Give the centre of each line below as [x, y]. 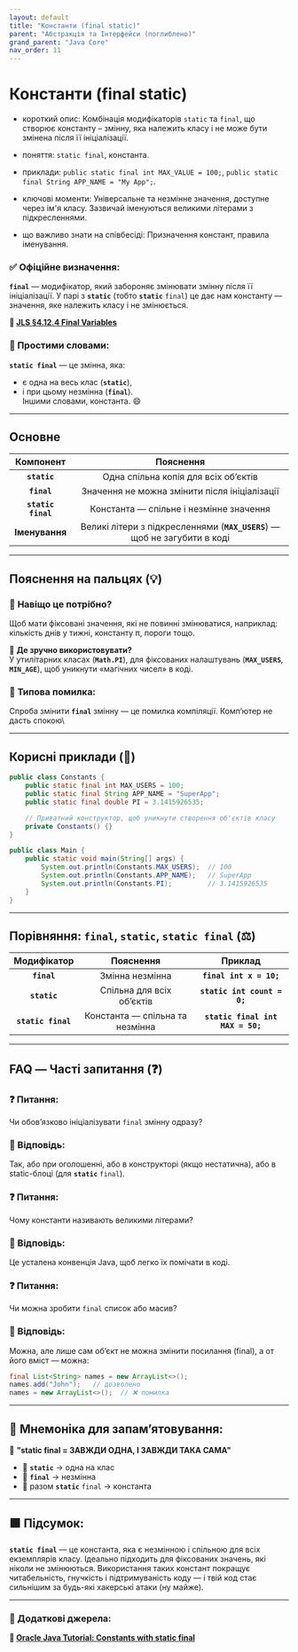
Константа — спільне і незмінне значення [180, 509]
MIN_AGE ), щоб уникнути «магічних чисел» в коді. [101, 669]
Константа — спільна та [136, 1016]
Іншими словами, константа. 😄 [82, 401]
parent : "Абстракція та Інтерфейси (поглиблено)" [103, 34]
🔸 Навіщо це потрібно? [61, 604]
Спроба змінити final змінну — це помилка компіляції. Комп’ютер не [141, 712]
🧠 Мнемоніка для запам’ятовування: [116, 1429]
